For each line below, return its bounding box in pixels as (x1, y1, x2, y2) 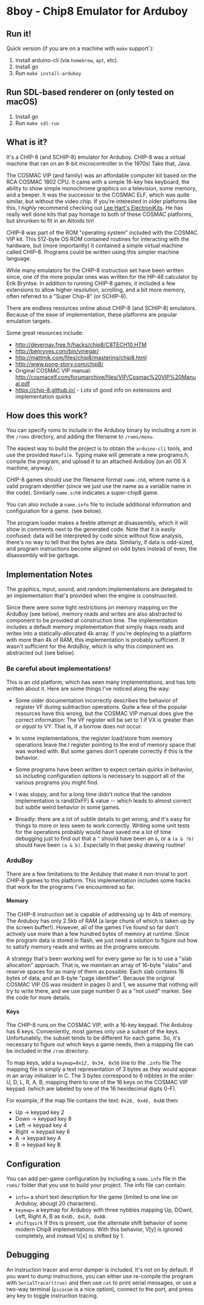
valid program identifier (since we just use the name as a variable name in (6, 483, 192, 490)
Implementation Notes (6, 569, 93, 580)
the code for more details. (6, 994, 71, 1001)
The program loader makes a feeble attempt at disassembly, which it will (6, 519, 188, 527)
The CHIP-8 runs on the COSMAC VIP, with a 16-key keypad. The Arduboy (6, 1021, 193, 1029)
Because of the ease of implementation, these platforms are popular (6, 311, 178, 318)
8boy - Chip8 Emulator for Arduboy (6, 4, 188, 18)
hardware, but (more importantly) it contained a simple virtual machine (6, 242, 183, 249)
